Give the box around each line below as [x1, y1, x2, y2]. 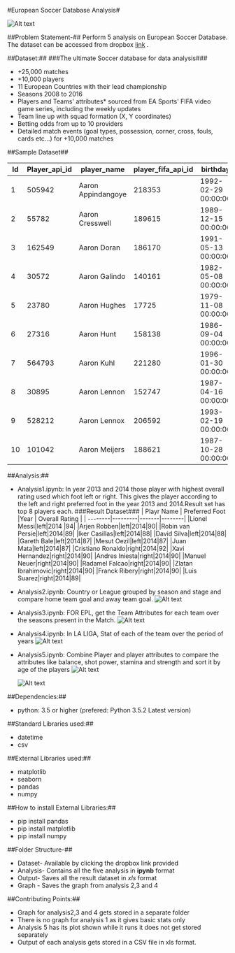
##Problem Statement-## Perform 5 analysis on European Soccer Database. [7, 33, 228, 41]
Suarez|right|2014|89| [17, 574, 81, 582]
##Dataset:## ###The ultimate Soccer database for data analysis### [7, 54, 208, 62]
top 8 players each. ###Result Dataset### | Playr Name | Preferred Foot [17, 507, 226, 515]
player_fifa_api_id [133, 164, 194, 174]
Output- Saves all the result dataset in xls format [17, 874, 157, 882]
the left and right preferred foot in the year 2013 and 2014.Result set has [17, 500, 226, 508]
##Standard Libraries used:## [7, 719, 94, 728]
